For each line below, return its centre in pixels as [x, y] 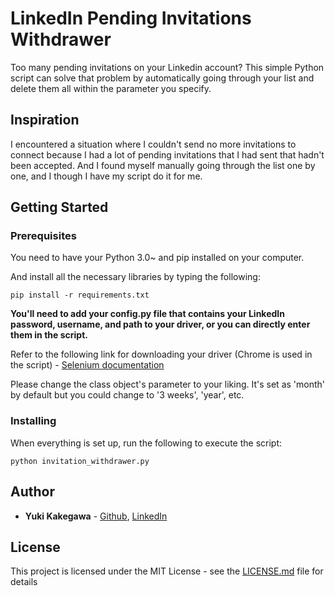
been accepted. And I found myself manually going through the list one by [163, 165]
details [24, 582]
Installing [33, 421]
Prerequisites [43, 236]
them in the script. [49, 335]
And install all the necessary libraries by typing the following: [135, 277]
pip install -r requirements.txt [80, 295]
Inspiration [45, 120]
